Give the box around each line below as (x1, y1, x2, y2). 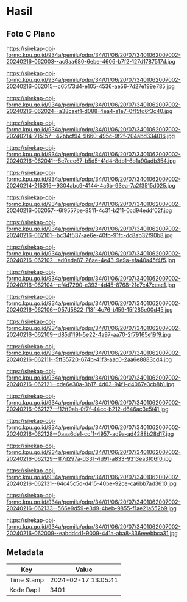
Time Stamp (9, 576, 44, 584)
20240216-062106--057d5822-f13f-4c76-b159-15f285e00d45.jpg (6, 306, 173, 313)
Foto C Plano (6, 29, 55, 39)
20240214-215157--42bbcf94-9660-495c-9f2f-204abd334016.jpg (6, 133, 175, 139)
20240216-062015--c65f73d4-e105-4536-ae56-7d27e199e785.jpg (6, 83, 175, 90)
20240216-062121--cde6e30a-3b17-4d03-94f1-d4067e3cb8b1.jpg (6, 381, 175, 387)
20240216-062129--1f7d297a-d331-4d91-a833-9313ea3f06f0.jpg (6, 455, 172, 462)
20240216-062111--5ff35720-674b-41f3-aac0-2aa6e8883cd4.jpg (6, 356, 172, 363)
